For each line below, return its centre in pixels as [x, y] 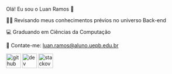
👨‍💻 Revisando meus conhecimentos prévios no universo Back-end [86, 20]
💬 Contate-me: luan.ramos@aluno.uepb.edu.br [62, 45]
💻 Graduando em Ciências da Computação [59, 32]
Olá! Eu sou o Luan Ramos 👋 [40, 9]
